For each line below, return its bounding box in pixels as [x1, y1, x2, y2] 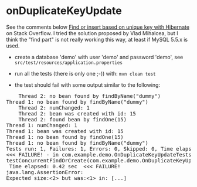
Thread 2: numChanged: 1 [18, 104, 90, 111]
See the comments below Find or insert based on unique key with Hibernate [6, 23, 189, 30]
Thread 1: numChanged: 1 [6, 122, 77, 128]
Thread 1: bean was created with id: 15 [6, 128, 124, 134]
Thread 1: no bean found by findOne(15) [6, 134, 124, 140]
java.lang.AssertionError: [6, 169, 84, 175]
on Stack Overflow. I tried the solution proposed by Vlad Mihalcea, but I [6, 29, 178, 36]
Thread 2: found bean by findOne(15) [18, 116, 127, 123]
